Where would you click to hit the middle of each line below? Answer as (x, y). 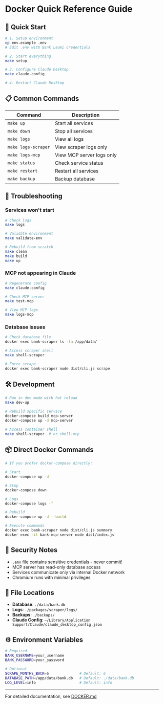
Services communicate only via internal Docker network (69, 572)
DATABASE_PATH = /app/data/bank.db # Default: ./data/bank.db (70, 678)
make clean (16, 251)
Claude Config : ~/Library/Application (51, 620)
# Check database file (28, 337)
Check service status (79, 163)
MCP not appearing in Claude (41, 273)
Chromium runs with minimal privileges (51, 577)
